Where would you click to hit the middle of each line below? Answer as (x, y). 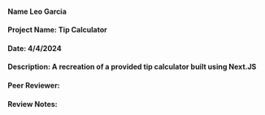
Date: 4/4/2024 (35, 48)
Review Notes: (33, 104)
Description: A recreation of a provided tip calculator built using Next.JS (132, 67)
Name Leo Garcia (37, 11)
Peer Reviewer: (34, 85)
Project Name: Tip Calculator (57, 30)
